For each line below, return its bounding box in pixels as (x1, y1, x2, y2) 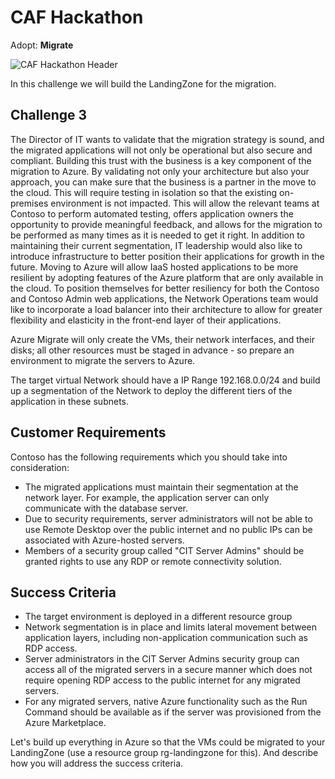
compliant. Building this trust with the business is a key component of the (10, 154, 312, 166)
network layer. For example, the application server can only (24, 491, 270, 503)
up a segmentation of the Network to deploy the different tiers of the (10, 384, 293, 396)
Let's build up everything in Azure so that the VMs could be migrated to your (10, 736, 326, 748)
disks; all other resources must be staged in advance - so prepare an (10, 344, 295, 356)
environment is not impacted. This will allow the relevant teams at (50, 197, 320, 209)
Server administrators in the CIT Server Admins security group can (24, 653, 300, 665)
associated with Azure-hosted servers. (24, 534, 185, 546)
